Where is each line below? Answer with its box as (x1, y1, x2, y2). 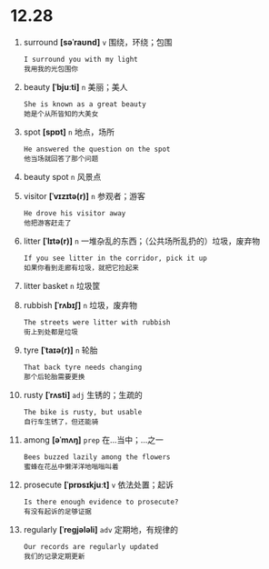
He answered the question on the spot (23, 145, 171, 154)
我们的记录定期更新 (23, 552, 85, 561)
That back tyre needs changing (23, 363, 143, 372)
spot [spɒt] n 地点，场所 (23, 126, 115, 137)
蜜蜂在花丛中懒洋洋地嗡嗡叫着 (23, 462, 119, 471)
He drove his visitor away (23, 208, 126, 218)
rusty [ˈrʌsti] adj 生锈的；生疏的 (23, 389, 144, 400)
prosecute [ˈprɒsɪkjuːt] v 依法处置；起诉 (23, 479, 174, 490)
